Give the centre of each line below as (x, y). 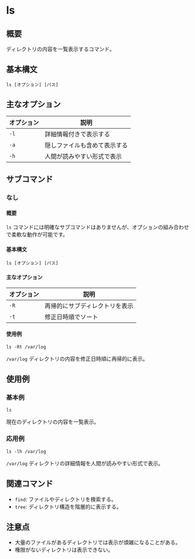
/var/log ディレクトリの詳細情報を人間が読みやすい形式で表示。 (85, 463)
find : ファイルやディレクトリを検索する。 (65, 499)
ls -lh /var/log (26, 452)
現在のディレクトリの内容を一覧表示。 (53, 422)
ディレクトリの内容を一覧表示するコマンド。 (60, 49)
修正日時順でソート (72, 317)
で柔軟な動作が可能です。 (37, 234)
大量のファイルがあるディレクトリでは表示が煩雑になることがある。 (97, 542)
